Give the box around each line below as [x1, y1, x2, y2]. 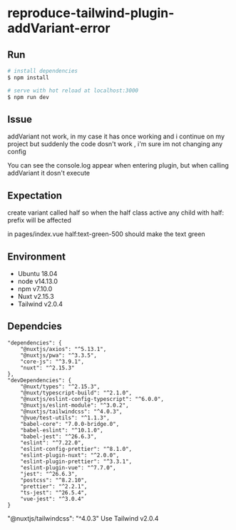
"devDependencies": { [7, 377, 72, 384]
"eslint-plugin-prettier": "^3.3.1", [20, 458, 133, 465]
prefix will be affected [7, 216, 71, 225]
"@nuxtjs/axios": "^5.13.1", [20, 345, 107, 352]
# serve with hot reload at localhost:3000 [7, 87, 139, 94]
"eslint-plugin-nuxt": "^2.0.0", [20, 452, 120, 459]
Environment [7, 250, 66, 263]
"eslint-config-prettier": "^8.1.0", [20, 445, 133, 452]
